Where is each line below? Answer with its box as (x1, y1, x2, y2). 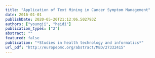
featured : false (5, 36, 40, 41)
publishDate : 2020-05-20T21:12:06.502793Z (5, 17, 96, 22)
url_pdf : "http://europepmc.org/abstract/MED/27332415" (5, 45, 126, 50)
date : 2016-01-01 (5, 12, 42, 17)
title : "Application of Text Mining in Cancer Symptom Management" (5, 7, 151, 13)
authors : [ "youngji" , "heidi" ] (5, 21, 71, 27)
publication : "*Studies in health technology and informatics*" (5, 40, 144, 45)
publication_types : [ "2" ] (5, 26, 60, 31)
